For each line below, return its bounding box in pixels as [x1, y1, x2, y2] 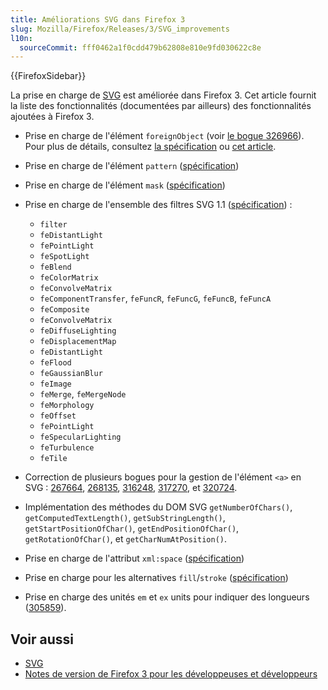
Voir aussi [10, 631, 74, 648]
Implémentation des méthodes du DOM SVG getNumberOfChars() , [24, 501, 293, 513]
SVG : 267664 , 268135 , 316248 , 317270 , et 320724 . [24, 482, 238, 494]
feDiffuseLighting [39, 326, 117, 336]
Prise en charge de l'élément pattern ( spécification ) [24, 160, 240, 172]
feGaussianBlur [39, 369, 103, 379]
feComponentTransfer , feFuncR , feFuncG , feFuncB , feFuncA [39, 292, 272, 305]
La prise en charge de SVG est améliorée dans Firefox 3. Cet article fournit [10, 89, 317, 101]
